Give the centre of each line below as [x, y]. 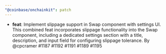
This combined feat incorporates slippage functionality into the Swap [85, 30]
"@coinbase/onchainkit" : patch [38, 10]
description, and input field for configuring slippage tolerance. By [81, 40]
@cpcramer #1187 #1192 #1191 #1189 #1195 [57, 45]
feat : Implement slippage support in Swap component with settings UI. [87, 24]
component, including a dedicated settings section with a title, [78, 35]
